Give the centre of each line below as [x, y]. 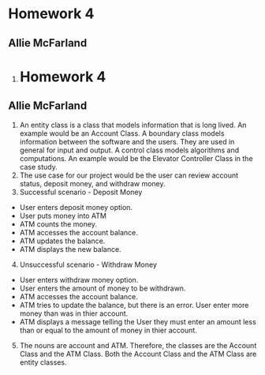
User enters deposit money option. [76, 207]
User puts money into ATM [63, 216]
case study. [38, 167]
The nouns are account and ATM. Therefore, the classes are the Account [138, 345]
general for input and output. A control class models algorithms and [129, 150]
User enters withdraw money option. [79, 279]
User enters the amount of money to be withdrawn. [103, 288]
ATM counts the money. [58, 224]
